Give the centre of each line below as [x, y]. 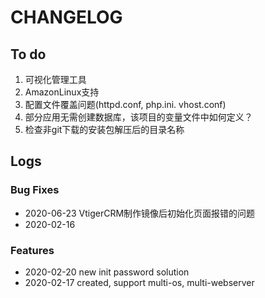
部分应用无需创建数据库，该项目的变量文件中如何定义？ [138, 117]
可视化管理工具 [55, 79]
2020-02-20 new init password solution [107, 272]
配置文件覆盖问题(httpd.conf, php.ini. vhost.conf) [125, 104]
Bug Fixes [35, 190]
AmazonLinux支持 [62, 92]
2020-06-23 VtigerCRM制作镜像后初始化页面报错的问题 [140, 213]
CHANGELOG [66, 17]
